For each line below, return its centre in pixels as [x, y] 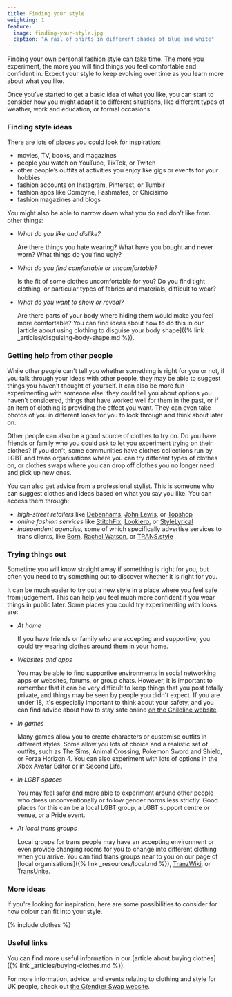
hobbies [29, 178]
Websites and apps [45, 660]
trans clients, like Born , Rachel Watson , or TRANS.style [95, 536]
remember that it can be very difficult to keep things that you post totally [120, 688]
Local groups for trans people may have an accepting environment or [116, 842]
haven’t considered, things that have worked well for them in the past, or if [113, 400]
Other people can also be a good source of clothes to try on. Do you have [112, 435]
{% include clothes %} [39, 925]
